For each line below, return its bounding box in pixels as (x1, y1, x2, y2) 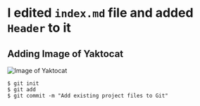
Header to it (7, 20, 72, 36)
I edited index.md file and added (7, 5, 194, 21)
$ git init (7, 80, 39, 87)
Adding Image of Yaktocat (7, 48, 124, 60)
